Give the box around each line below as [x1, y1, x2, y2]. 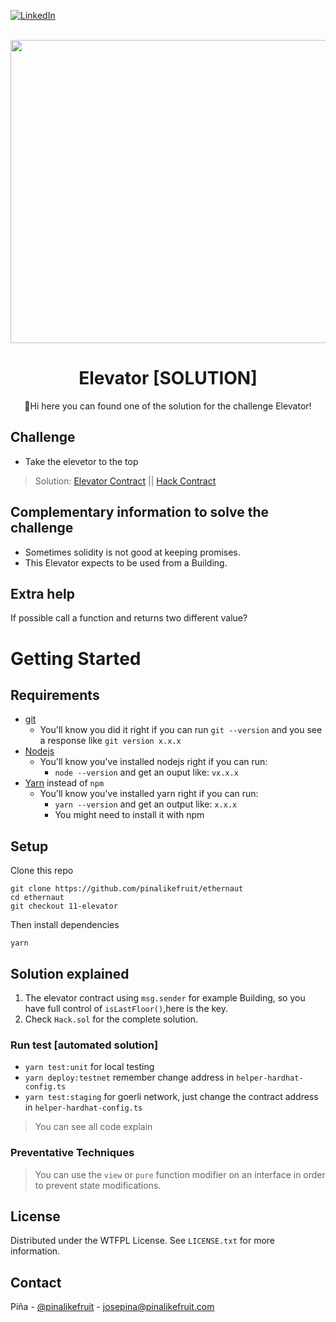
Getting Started [10, 647, 142, 670]
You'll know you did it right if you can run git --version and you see [39, 724, 323, 736]
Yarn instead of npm [24, 777, 105, 789]
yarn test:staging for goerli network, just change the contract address [24, 1091, 319, 1103]
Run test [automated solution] [10, 1038, 159, 1052]
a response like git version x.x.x [39, 735, 182, 747]
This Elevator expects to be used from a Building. [24, 556, 228, 569]
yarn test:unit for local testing [24, 1061, 155, 1073]
